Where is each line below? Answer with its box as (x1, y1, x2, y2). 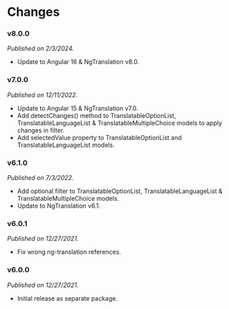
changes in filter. (17, 126, 65, 134)
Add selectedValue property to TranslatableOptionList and (17, 133, 182, 141)
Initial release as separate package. (17, 294, 118, 302)
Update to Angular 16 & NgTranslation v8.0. (17, 58, 140, 66)
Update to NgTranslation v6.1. (17, 201, 101, 210)
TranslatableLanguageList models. (17, 141, 115, 149)
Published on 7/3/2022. (7, 174, 74, 182)
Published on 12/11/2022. (7, 90, 78, 99)
